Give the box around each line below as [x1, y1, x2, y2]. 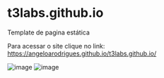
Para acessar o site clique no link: [7, 41, 105, 50]
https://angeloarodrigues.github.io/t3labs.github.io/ [7, 49, 157, 58]
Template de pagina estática [7, 28, 90, 37]
